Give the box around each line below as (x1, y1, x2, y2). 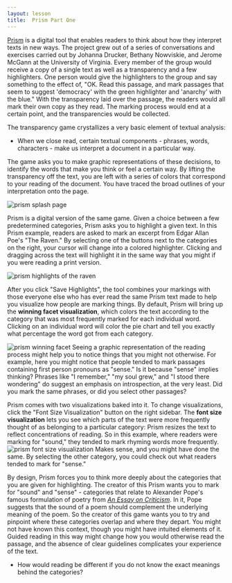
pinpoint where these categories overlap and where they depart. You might (7, 517, 222, 525)
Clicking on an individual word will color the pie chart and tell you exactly (7, 322, 215, 330)
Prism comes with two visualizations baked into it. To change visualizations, (7, 400, 224, 409)
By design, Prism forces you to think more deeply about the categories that (7, 473, 222, 482)
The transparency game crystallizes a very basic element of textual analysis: (7, 123, 226, 131)
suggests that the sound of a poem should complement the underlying (7, 502, 208, 511)
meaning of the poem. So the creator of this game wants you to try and (7, 510, 210, 518)
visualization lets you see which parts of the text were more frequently (7, 415, 211, 424)
